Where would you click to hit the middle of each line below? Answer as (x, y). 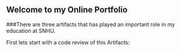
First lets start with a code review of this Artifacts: (68, 42)
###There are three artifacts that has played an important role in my (91, 24)
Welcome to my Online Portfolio (67, 10)
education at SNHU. (31, 31)
